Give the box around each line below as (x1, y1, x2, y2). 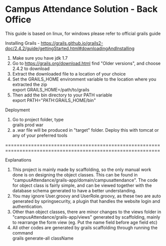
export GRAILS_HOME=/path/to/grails (12, 86, 90, 92)
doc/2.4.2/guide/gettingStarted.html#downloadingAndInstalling (5, 45, 135, 51)
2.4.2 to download (12, 66, 50, 72)
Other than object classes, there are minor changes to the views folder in (12, 209, 162, 215)
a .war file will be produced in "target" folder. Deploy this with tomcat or (12, 127, 159, 133)
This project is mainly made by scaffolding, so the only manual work (12, 166, 152, 172)
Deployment (5, 107, 30, 113)
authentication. (12, 203, 43, 209)
